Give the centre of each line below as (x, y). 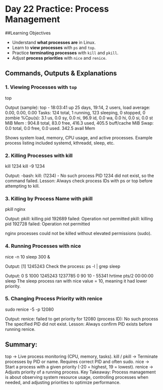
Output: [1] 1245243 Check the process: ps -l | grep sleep (63, 266)
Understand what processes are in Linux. (54, 42)
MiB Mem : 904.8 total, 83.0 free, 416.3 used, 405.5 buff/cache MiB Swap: (80, 123)
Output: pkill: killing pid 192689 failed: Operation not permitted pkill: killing (79, 219)
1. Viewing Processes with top (41, 87)
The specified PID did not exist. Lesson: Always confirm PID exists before (79, 324)
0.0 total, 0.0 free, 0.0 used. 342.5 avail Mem (50, 128)
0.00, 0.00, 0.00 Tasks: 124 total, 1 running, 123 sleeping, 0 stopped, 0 (75, 112)
